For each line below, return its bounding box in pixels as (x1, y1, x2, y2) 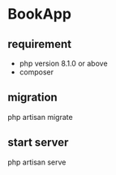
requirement (7, 37, 72, 51)
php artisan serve (7, 157, 67, 167)
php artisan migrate (7, 112, 74, 122)
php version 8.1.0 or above (19, 58, 108, 68)
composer (19, 67, 54, 77)
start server (7, 135, 69, 150)
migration (7, 91, 58, 105)
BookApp (7, 5, 72, 23)
